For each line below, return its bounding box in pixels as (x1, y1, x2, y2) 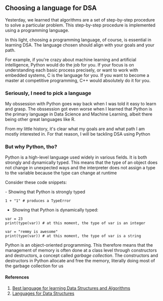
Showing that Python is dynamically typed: (12, 207, 99, 213)
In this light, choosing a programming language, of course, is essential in (5, 37, 152, 43)
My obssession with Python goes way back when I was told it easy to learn (5, 101, 157, 107)
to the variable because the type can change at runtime (5, 170, 117, 176)
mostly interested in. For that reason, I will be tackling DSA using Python (5, 131, 151, 137)
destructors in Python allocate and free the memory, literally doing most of (5, 258, 155, 264)
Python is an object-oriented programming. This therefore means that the (5, 242, 153, 248)
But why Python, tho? (5, 143, 57, 150)
